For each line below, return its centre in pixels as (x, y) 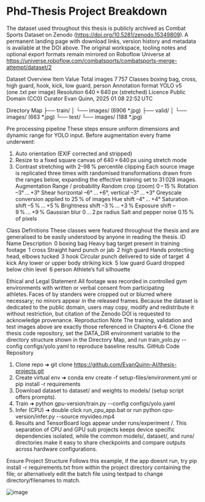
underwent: (21, 141)
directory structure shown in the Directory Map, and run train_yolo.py (93, 339)
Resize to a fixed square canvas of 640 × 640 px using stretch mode (101, 160)
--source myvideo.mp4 (85, 416)
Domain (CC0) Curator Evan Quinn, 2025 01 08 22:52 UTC (80, 98)
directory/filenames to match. (43, 480)
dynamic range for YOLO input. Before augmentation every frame (89, 135)
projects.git (29, 371)
